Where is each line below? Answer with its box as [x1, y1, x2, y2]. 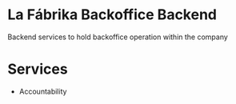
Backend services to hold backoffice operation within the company [7, 32, 229, 42]
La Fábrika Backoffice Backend [7, 6, 218, 24]
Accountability [18, 86, 67, 96]
